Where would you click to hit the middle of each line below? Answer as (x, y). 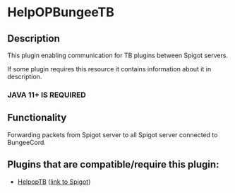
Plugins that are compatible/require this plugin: (113, 164)
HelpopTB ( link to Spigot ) (54, 182)
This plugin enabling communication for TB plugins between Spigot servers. (117, 55)
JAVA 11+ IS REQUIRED (47, 95)
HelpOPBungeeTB (61, 12)
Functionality (37, 118)
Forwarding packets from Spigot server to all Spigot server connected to (113, 134)
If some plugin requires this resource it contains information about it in (109, 69)
